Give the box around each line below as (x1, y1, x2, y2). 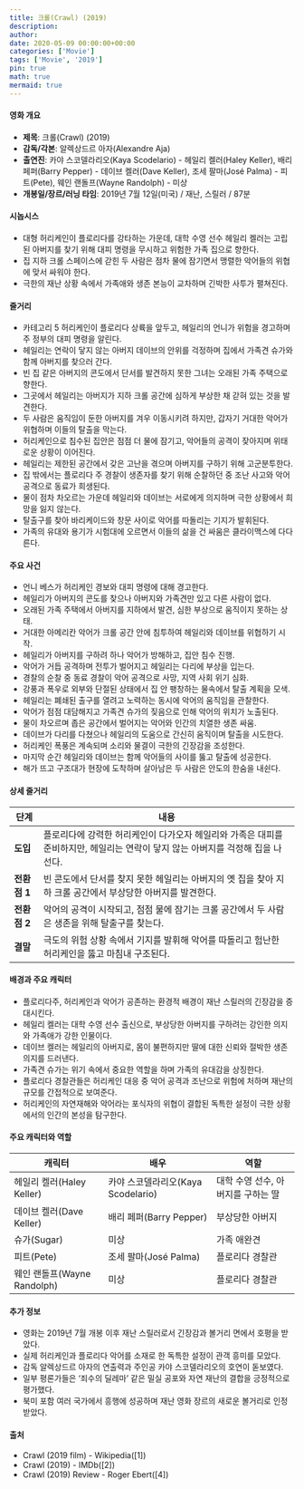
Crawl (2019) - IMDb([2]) (22, 1460, 116, 1471)
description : (9, 22, 59, 31)
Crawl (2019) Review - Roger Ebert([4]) (22, 1469, 169, 1480)
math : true (9, 73, 51, 82)
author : (9, 30, 39, 39)
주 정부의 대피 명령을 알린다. (22, 334, 122, 344)
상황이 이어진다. (39, 447, 96, 458)
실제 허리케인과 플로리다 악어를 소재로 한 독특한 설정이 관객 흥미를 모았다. (22, 1350, 281, 1361)
